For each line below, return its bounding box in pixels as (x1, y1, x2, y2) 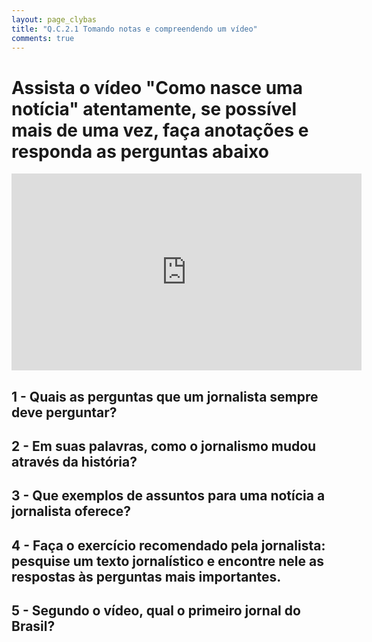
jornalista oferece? (11, 503, 132, 520)
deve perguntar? (11, 404, 118, 421)
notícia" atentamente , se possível (11, 97, 298, 120)
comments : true (11, 33, 75, 43)
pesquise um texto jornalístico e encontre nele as (11, 552, 324, 570)
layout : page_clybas (11, 14, 98, 25)
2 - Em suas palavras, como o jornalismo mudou (11, 438, 317, 455)
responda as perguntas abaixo (11, 140, 269, 163)
